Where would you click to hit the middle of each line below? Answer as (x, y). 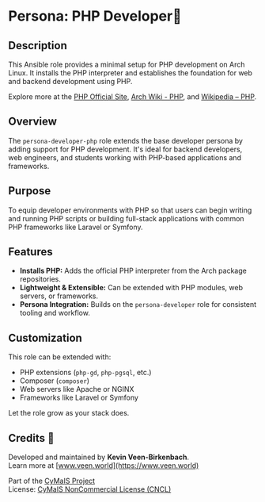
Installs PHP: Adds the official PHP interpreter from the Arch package (133, 271)
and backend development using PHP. (70, 81)
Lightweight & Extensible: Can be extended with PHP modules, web (131, 288)
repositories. (40, 279)
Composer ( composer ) (54, 381)
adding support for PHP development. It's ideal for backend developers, (125, 149)
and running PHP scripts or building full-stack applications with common (126, 218)
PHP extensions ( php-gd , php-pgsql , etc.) (85, 373)
